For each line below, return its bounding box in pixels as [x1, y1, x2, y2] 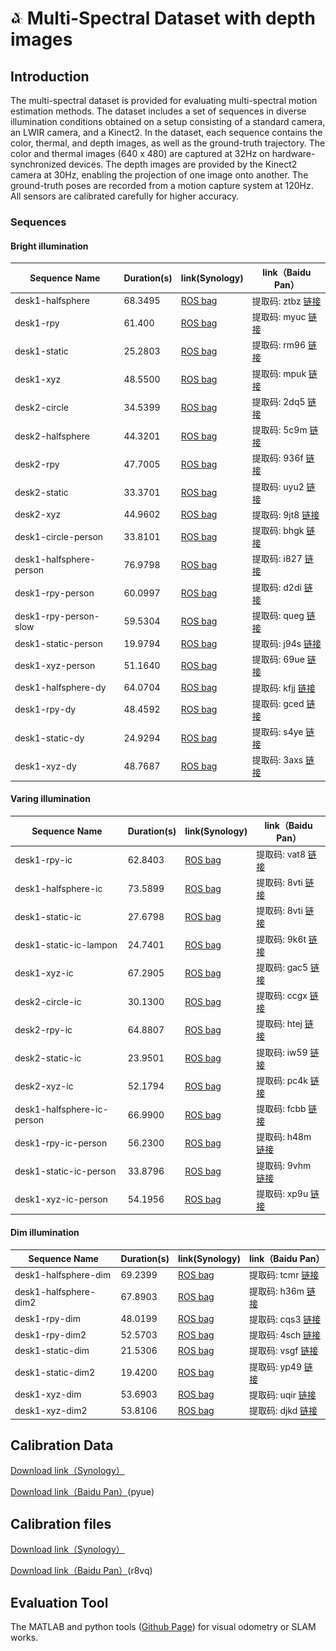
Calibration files [10, 1515, 112, 1532]
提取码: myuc [251, 311, 307, 323]
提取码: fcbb [256, 1103, 307, 1115]
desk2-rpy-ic [14, 1023, 73, 1036]
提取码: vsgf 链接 [248, 1345, 319, 1357]
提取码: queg [251, 609, 305, 621]
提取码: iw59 [256, 1046, 308, 1058]
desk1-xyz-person [14, 659, 96, 671]
